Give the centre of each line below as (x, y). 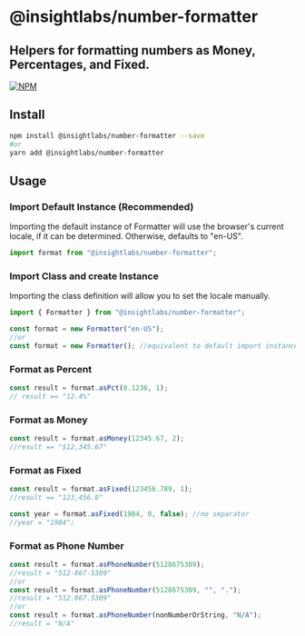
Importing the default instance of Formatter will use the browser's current (147, 227)
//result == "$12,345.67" (58, 447)
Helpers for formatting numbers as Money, (133, 50)
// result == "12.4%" (50, 396)
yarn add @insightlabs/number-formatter (87, 153)
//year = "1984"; (42, 522)
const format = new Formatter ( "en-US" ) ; (87, 329)
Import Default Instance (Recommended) (102, 206)
